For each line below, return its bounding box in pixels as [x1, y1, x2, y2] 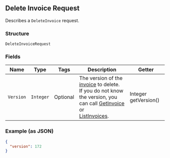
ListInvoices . [79, 113, 109, 120]
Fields [5, 53, 21, 60]
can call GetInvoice [79, 100, 125, 107]
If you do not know [79, 87, 124, 94]
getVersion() [130, 97, 160, 104]
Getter [138, 66, 154, 73]
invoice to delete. [79, 81, 120, 88]
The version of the [79, 75, 123, 82]
